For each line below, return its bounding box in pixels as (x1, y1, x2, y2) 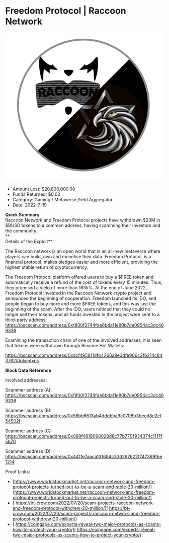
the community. (5, 228, 38, 234)
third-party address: (5, 317, 47, 323)
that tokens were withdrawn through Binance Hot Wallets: (5, 343, 125, 349)
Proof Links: (5, 469, 30, 475)
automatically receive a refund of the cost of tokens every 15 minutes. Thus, (5, 279, 162, 285)
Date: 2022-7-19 (12, 202, 47, 208)
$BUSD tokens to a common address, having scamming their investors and (5, 222, 161, 228)
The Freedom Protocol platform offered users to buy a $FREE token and (5, 274, 154, 280)
